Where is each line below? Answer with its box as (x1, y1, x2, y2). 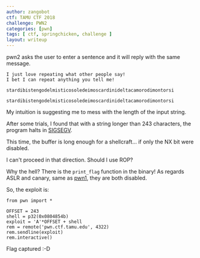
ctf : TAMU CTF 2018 (6, 14, 56, 20)
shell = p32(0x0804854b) (6, 213, 69, 219)
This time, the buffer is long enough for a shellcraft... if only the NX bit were (6, 138, 194, 145)
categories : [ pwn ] (6, 25, 53, 32)
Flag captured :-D (6, 245, 50, 252)
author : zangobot (6, 8, 50, 15)
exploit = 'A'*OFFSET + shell (6, 219, 83, 225)
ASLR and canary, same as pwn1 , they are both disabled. (6, 174, 147, 181)
